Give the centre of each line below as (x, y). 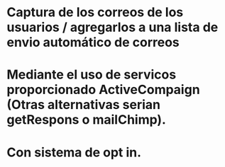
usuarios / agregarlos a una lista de (112, 27)
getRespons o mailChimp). (86, 120)
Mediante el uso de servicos (92, 75)
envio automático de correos (93, 42)
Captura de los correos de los (95, 12)
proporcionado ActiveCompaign (103, 90)
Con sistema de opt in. (74, 152)
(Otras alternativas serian (84, 105)
